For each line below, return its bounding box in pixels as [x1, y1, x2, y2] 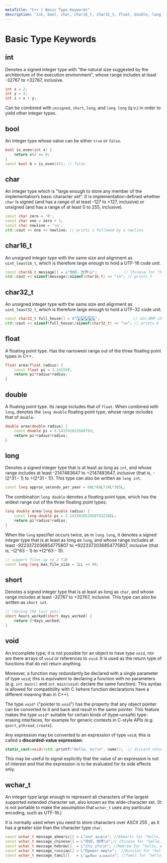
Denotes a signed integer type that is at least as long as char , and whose [5, 589, 154, 595]
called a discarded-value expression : [5, 737, 83, 743]
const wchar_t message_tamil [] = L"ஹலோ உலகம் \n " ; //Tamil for [5, 853, 146, 858]
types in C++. [5, 353, 33, 359]
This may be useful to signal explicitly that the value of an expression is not [5, 755, 159, 762]
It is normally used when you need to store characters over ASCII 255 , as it [5, 820, 160, 826]
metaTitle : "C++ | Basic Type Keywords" [5, 7, 90, 12]
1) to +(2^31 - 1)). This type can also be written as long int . [20, 475, 142, 481]
